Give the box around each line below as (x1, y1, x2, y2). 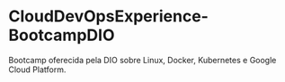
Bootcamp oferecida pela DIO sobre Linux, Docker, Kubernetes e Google (8, 54, 277, 65)
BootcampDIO (8, 25, 115, 45)
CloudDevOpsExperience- (8, 6, 209, 27)
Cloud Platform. (8, 64, 67, 75)
